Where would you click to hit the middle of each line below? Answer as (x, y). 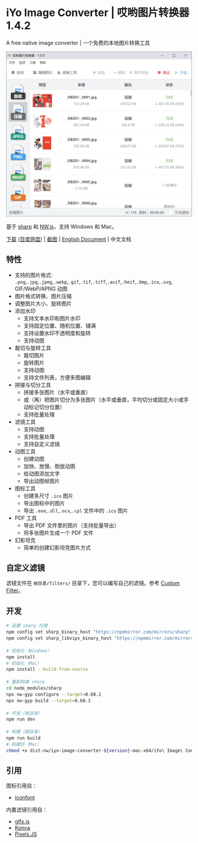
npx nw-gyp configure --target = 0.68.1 (54, 694)
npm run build (24, 738)
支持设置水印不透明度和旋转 (57, 333)
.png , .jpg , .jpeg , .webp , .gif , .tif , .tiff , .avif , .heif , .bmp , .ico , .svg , (93, 282)
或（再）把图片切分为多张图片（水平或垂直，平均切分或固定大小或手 (106, 399)
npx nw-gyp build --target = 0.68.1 (49, 700)
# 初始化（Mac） (24, 663)
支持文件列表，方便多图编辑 (57, 377)
